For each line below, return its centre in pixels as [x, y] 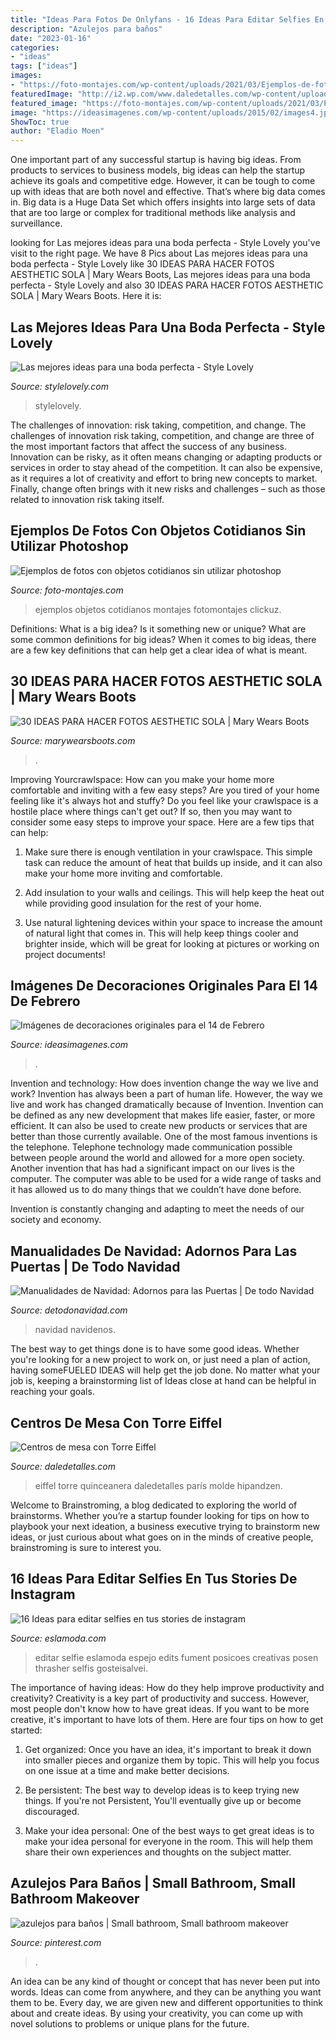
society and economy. [56, 1220]
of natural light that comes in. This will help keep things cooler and [161, 933]
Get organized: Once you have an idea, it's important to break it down [168, 1749]
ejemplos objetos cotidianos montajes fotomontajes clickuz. [158, 609]
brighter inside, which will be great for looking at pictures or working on [172, 943]
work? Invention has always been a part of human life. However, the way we [166, 1094]
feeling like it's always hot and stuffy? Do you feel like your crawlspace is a [164, 800]
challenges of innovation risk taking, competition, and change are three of [162, 435]
